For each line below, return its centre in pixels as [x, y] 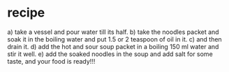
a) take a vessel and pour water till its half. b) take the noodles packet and [113, 32]
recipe [26, 13]
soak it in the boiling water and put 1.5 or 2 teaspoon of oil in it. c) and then [114, 39]
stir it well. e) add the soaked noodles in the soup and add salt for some [110, 54]
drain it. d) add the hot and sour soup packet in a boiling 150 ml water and [113, 46]
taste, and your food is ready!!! [51, 61]
